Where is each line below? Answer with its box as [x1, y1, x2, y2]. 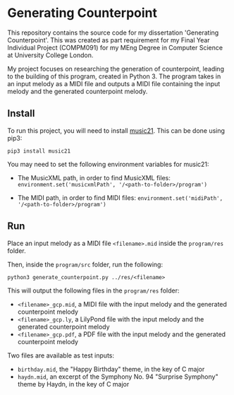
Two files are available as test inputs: [7, 351, 115, 360]
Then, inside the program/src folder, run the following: [7, 260, 164, 269]
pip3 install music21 [7, 147, 71, 155]
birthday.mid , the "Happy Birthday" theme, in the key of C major [17, 365, 205, 373]
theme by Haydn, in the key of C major [17, 379, 130, 388]
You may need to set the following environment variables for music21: [7, 160, 209, 168]
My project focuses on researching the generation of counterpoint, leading [7, 64, 224, 73]
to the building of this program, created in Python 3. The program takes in [7, 72, 221, 81]
